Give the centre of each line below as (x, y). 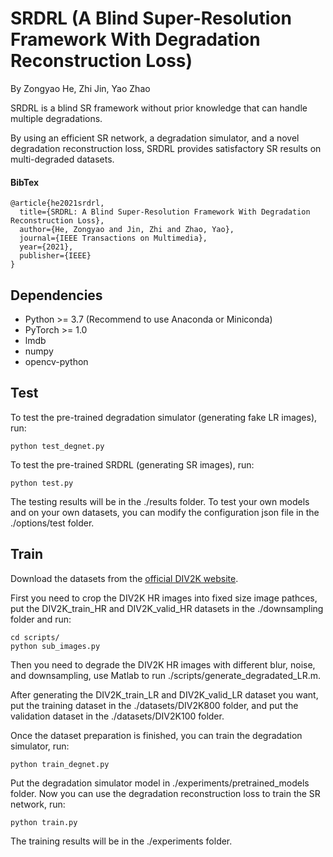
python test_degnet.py (57, 446)
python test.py (42, 483)
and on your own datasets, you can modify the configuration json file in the (165, 512)
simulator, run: (40, 746)
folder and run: (41, 619)
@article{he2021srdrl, (57, 203)
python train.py (44, 822)
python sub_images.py (55, 646)
